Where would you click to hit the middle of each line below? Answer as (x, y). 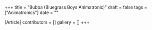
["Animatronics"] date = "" (31, 12)
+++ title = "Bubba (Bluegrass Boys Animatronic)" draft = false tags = (76, 7)
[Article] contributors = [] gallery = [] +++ (47, 22)
